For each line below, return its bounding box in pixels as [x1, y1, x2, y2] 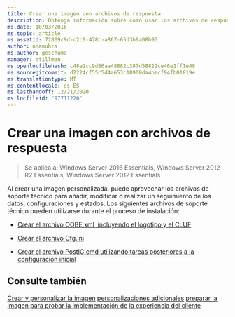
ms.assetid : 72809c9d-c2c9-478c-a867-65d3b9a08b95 [7, 36, 158, 43]
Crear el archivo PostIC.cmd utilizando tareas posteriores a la [17, 247, 194, 256]
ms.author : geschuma [7, 50, 68, 57]
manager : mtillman [7, 56, 61, 63]
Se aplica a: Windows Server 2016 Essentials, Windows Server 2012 [24, 163, 220, 172]
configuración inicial [17, 255, 76, 263]
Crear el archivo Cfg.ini [17, 234, 85, 242]
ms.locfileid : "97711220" [7, 95, 83, 102]
